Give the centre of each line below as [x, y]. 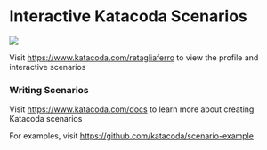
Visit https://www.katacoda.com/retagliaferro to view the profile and [134, 57]
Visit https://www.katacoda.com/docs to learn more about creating [132, 109]
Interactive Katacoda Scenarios [128, 16]
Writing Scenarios [49, 90]
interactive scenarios [48, 67]
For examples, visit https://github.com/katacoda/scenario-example [131, 136]
